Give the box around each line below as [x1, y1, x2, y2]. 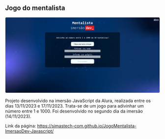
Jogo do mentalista [5, 4, 65, 12]
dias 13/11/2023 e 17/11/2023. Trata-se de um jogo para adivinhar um [5, 103, 144, 109]
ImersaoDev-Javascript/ [5, 128, 54, 134]
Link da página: [5, 123, 36, 129]
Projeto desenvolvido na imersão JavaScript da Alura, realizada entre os [5, 98, 151, 104]
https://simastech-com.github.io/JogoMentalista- [37, 123, 137, 129]
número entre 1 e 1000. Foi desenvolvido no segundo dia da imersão [5, 108, 143, 114]
